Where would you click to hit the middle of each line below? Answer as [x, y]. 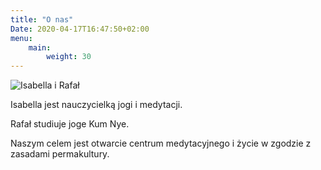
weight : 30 [69, 57]
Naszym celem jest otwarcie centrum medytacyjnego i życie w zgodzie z [161, 143]
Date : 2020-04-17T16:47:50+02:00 [80, 29]
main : [40, 47]
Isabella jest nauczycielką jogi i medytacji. [96, 105]
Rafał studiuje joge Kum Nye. [70, 124]
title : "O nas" [42, 19]
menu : [21, 38]
